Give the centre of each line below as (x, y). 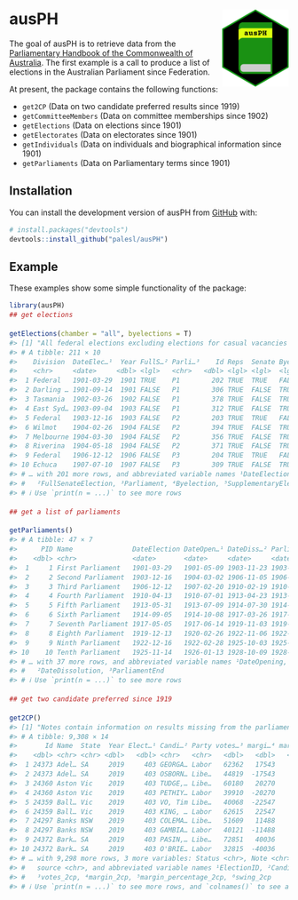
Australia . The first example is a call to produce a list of (110, 62)
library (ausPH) (37, 306)
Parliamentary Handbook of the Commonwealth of (101, 52)
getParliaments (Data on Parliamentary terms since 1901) (126, 163)
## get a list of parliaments (65, 512)
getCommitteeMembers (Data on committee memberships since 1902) (145, 115)
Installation (41, 191)
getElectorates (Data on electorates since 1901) (110, 134)
